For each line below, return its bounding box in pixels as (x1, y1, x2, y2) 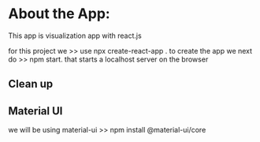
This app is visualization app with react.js (8, 31, 142, 40)
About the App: (8, 5, 110, 23)
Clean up (8, 77, 54, 91)
